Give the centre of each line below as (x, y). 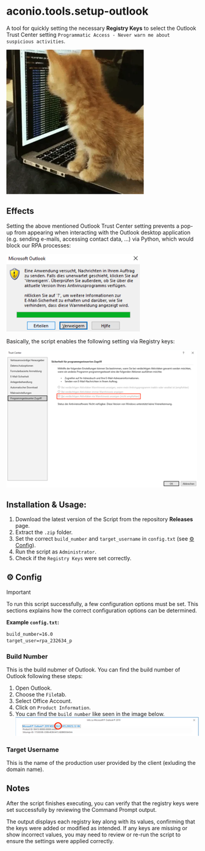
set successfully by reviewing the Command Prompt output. (81, 809)
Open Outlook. (33, 688)
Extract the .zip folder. (44, 532)
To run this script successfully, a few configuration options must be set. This (102, 604)
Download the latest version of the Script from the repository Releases (104, 519)
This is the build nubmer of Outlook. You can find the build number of (93, 670)
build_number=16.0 (30, 634)
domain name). (25, 769)
